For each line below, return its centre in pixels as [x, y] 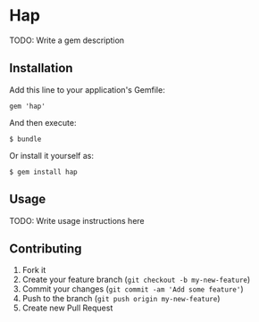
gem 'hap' [28, 106]
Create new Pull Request [67, 308]
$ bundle [25, 139]
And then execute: [43, 122]
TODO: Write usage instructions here [77, 220]
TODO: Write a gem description [67, 40]
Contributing [46, 248]
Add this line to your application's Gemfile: [87, 89]
